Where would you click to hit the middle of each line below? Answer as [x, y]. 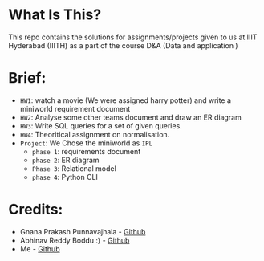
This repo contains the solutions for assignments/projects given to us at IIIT [133, 37]
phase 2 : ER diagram [65, 160]
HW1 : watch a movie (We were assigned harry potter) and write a [125, 100]
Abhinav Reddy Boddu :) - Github [75, 240]
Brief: [27, 78]
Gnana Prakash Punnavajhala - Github [83, 231]
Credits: [36, 210]
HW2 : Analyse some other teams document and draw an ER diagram [131, 117]
